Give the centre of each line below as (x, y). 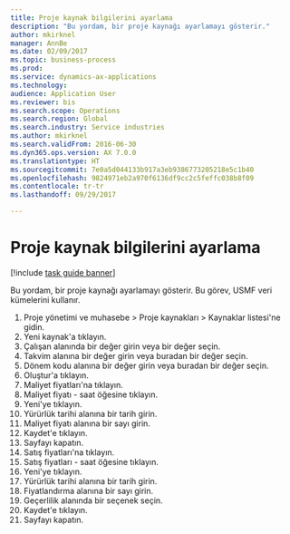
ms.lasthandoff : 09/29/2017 (63, 195)
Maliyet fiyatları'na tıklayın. (73, 384)
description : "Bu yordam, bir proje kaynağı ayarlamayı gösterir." (140, 26)
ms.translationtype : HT (55, 161)
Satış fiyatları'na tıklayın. (69, 452)
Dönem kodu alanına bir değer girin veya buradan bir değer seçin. (146, 365)
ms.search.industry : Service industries (88, 128)
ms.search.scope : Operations (65, 111)
